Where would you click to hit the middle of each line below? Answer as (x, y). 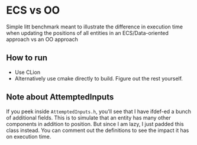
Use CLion (27, 72)
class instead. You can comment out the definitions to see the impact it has (98, 130)
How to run (27, 58)
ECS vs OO (33, 10)
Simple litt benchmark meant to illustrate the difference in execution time (95, 27)
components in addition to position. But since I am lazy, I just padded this (95, 124)
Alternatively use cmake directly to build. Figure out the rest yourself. (99, 78)
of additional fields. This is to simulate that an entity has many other (88, 117)
